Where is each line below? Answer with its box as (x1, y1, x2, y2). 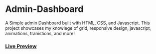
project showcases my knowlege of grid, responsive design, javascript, (5, 25, 151, 31)
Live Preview (5, 43, 37, 50)
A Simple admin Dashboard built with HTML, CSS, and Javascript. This (5, 20, 151, 26)
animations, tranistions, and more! (5, 30, 75, 36)
